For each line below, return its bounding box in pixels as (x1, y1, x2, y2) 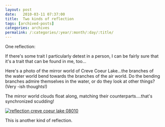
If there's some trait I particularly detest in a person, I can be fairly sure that (5, 53, 159, 59)
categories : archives (5, 26, 50, 31)
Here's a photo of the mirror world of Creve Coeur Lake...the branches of (5, 68, 154, 74)
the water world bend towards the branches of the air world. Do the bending (5, 73, 161, 79)
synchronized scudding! (5, 98, 54, 104)
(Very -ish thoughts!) (5, 84, 48, 89)
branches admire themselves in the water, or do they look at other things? (5, 78, 155, 84)
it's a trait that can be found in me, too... (5, 59, 86, 64)
